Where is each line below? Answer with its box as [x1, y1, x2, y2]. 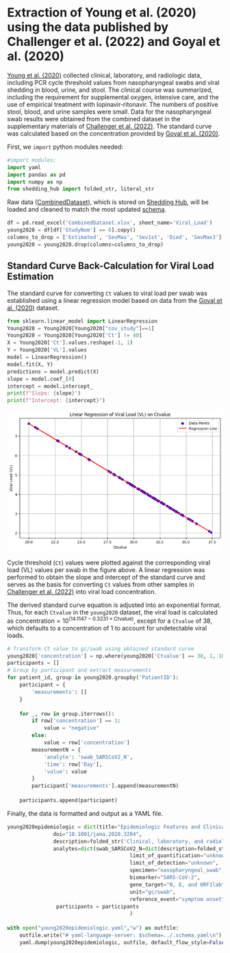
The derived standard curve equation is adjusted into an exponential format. [7, 601, 221, 609]
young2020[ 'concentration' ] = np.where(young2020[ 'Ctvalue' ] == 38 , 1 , [7, 652, 216, 659]
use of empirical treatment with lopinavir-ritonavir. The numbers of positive [7, 100, 218, 108]
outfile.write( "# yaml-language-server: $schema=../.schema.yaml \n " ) [19, 932, 222, 939]
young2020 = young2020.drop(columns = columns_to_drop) [7, 241, 164, 248]
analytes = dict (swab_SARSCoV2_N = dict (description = [53, 845, 197, 852]
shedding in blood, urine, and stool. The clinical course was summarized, [7, 86, 214, 94]
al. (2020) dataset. [7, 304, 60, 312]
